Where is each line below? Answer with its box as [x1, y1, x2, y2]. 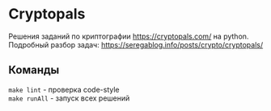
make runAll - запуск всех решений [8, 93, 130, 103]
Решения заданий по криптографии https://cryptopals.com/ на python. [8, 31, 249, 41]
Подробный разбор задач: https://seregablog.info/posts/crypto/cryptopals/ [8, 39, 264, 49]
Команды [8, 64, 60, 77]
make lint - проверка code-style [8, 84, 120, 94]
